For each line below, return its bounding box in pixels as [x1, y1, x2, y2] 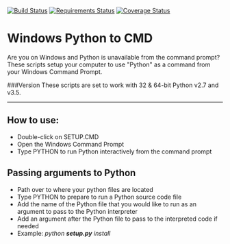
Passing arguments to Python [7, 167, 136, 179]
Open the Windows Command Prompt [16, 140, 125, 148]
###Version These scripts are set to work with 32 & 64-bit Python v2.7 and [7, 81, 219, 89]
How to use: [7, 114, 60, 126]
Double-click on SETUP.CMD [16, 132, 99, 141]
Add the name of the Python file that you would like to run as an [16, 199, 197, 208]
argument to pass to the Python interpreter [16, 207, 138, 215]
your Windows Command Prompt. [7, 67, 103, 75]
